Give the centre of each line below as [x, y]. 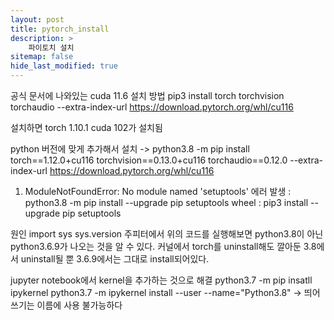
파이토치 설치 [51, 47]
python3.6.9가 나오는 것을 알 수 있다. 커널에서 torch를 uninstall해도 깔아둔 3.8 [163, 246]
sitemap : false [42, 57]
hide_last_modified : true [64, 66]
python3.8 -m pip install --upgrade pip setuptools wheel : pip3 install [166, 202]
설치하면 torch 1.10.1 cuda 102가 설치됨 [86, 127]
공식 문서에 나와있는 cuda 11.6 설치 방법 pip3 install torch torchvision [147, 95]
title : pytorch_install [60, 29]
